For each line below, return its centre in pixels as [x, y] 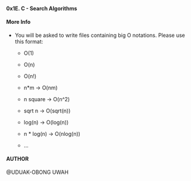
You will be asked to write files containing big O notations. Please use [100, 35]
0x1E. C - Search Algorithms [42, 8]
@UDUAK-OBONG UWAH [37, 172]
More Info [18, 22]
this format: [29, 41]
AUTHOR [18, 159]
